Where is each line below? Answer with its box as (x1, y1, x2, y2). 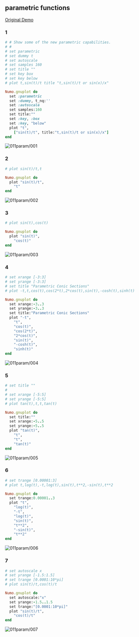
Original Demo (5, 17, 34, 22)
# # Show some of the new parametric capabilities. (5, 40, 111, 45)
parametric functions (5, 4, 70, 12)
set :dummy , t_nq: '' (9, 98, 51, 103)
